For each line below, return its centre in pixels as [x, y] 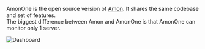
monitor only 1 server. [34, 28]
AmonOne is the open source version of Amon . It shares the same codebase [102, 9]
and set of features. [31, 15]
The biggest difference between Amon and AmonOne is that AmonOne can [101, 21]
